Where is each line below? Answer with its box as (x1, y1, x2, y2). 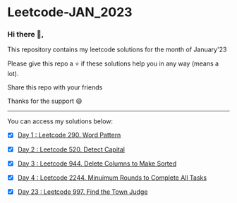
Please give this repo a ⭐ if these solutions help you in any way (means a (7, 59, 219, 68)
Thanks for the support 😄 (7, 97, 83, 106)
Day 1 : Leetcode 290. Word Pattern (17, 131, 121, 140)
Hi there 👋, (7, 30, 44, 39)
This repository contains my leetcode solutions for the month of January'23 (7, 45, 227, 54)
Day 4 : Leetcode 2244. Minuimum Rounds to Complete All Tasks (17, 173, 207, 182)
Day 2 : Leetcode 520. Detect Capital (17, 145, 126, 154)
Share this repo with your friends (7, 83, 103, 92)
